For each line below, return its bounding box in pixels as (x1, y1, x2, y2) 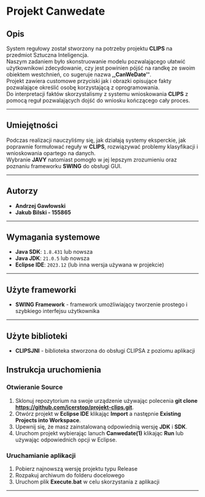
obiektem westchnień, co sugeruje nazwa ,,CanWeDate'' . (6, 71, 151, 78)
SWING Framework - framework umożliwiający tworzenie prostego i (15, 301, 188, 308)
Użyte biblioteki (6, 331, 68, 341)
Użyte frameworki (6, 284, 76, 295)
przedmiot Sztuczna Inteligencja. (6, 51, 89, 59)
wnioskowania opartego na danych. (6, 149, 96, 156)
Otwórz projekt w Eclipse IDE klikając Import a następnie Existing (15, 410, 181, 417)
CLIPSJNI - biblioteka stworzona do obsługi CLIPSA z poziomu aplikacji (15, 347, 195, 355)
